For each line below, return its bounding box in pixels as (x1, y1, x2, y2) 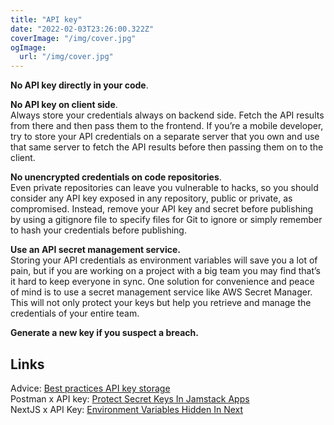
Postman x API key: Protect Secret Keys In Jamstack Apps (10, 392, 250, 405)
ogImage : (10, 42, 47, 53)
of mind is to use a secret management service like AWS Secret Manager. (10, 286, 313, 298)
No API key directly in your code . (10, 79, 149, 91)
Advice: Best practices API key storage (10, 382, 171, 394)
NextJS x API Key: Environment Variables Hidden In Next (10, 403, 244, 415)
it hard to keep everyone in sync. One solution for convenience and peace (10, 276, 315, 288)
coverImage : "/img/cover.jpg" (10, 33, 137, 43)
